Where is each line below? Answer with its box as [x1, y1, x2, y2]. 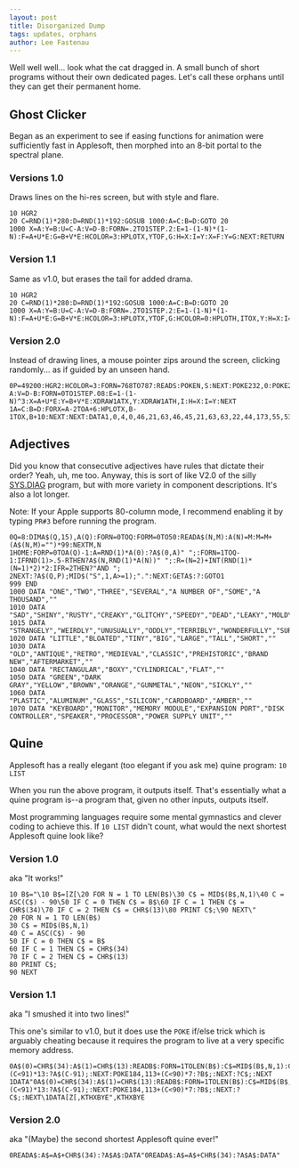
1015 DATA [9, 618, 46, 628]
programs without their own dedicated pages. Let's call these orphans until [9, 72, 285, 83]
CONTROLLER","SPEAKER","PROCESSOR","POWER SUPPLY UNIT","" [9, 711, 233, 721]
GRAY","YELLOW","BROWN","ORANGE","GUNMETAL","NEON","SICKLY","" [9, 680, 253, 690]
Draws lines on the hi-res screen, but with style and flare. [9, 192, 220, 203]
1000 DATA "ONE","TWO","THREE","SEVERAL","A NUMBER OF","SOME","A [9, 587, 261, 596]
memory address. [9, 1045, 74, 1056]
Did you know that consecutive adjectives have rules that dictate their [9, 460, 265, 471]
